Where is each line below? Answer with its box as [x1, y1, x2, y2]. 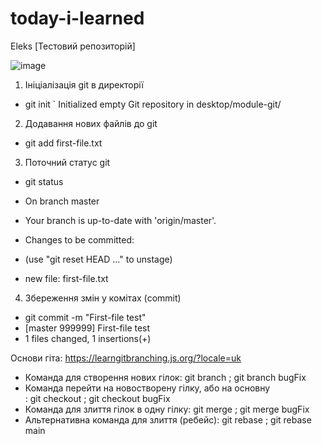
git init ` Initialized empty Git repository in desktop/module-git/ [24, 98, 282, 110]
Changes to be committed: [24, 233, 135, 246]
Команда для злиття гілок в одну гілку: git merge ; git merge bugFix [24, 403, 310, 415]
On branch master [24, 195, 100, 207]
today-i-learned [10, 7, 145, 30]
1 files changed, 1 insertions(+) [24, 332, 152, 344]
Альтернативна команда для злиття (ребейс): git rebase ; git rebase [24, 413, 312, 426]
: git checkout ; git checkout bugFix [24, 392, 171, 404]
